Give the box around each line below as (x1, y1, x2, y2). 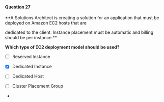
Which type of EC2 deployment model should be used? (5, 44, 120, 50)
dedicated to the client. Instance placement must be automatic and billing (5, 29, 154, 35)
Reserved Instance (12, 54, 51, 60)
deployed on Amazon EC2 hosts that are (5, 20, 87, 26)
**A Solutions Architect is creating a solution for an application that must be (5, 15, 160, 21)
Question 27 (5, 4, 31, 10)
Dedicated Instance (12, 64, 52, 70)
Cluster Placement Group (12, 83, 64, 89)
